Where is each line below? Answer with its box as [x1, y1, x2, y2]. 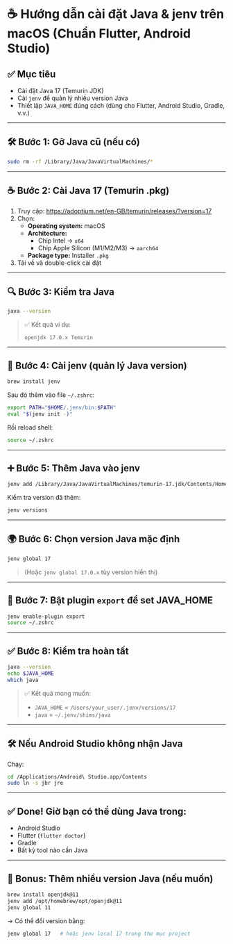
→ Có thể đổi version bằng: [7, 916, 85, 925]
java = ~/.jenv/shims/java [34, 710, 111, 719]
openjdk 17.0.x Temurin [24, 334, 94, 341]
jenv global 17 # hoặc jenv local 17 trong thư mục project [7, 930, 191, 937]
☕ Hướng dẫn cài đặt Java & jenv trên [7, 6, 224, 22]
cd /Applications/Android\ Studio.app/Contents [7, 773, 148, 780]
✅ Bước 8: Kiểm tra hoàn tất [7, 645, 129, 657]
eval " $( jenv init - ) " [7, 410, 73, 418]
